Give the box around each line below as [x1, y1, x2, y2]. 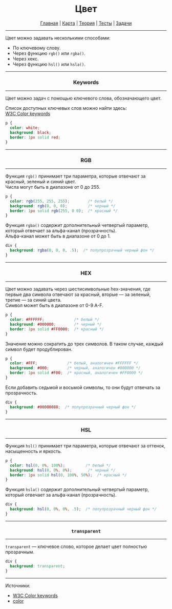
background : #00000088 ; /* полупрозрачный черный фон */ [10, 404, 137, 409]
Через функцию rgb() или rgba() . [12, 50, 86, 56]
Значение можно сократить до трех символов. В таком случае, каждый [5, 341, 164, 347]
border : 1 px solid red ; [10, 134, 60, 140]
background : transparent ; [10, 564, 66, 569]
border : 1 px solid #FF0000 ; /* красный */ [10, 326, 104, 331]
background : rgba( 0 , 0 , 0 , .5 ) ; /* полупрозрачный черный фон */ [10, 248, 155, 253]
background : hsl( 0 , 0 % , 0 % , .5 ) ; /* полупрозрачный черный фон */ [10, 506, 157, 512]
